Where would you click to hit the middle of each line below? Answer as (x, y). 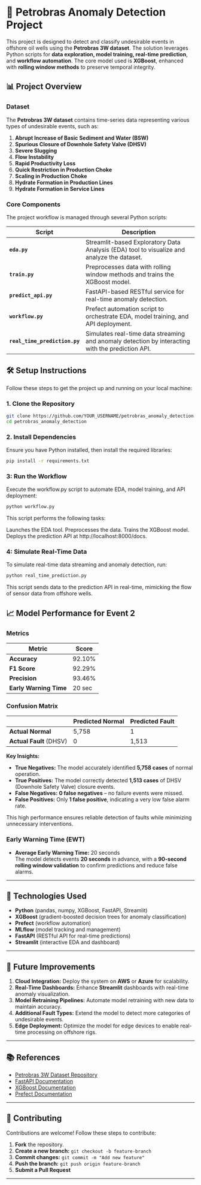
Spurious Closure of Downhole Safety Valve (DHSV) (80, 144)
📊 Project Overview (44, 87)
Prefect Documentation (44, 1094)
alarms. (24, 872)
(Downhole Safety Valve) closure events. (65, 787)
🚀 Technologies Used (46, 896)
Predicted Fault (152, 722)
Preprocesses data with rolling (128, 267)
